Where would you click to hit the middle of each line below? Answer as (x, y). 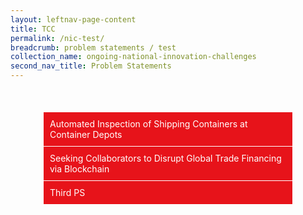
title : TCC (33, 29)
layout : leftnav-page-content (73, 19)
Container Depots (86, 135)
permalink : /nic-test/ (57, 38)
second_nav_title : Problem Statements (91, 66)
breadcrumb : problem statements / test (93, 47)
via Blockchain (79, 169)
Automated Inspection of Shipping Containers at (148, 124)
